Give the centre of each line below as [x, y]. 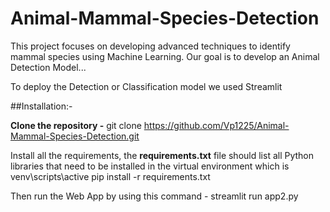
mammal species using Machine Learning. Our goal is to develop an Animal [165, 56]
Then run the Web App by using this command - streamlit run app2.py [154, 196]
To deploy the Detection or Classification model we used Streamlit [146, 86]
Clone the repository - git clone [76, 125]
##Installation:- [41, 106]
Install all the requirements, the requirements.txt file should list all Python [162, 155]
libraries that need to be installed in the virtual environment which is [150, 166]
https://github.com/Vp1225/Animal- [216, 125]
